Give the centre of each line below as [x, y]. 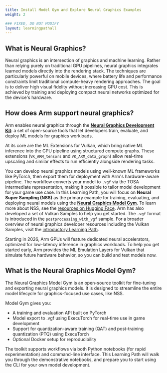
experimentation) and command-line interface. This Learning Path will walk [82, 354]
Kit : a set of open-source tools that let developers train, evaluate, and [77, 130]
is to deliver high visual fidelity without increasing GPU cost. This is [74, 87]
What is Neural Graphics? [46, 48]
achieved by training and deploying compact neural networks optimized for [82, 92]
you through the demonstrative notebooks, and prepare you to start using [81, 360]
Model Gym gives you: [28, 303]
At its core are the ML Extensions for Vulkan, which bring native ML [74, 145]
